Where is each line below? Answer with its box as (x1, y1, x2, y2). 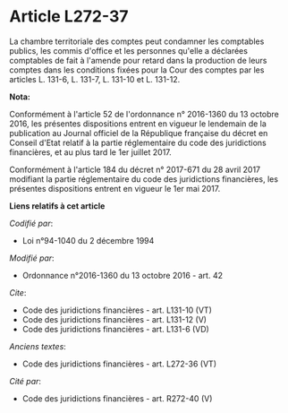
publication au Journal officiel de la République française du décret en (9, 127, 268, 138)
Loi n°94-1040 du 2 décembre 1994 (21, 235, 155, 245)
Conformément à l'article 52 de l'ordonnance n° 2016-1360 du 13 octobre (9, 108, 280, 119)
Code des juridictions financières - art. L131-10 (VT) (21, 305, 213, 315)
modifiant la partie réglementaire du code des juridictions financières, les (9, 173, 279, 185)
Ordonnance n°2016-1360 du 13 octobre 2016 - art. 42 (21, 270, 224, 280)
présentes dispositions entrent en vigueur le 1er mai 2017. (9, 183, 221, 194)
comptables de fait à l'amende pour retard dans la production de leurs (9, 55, 267, 65)
